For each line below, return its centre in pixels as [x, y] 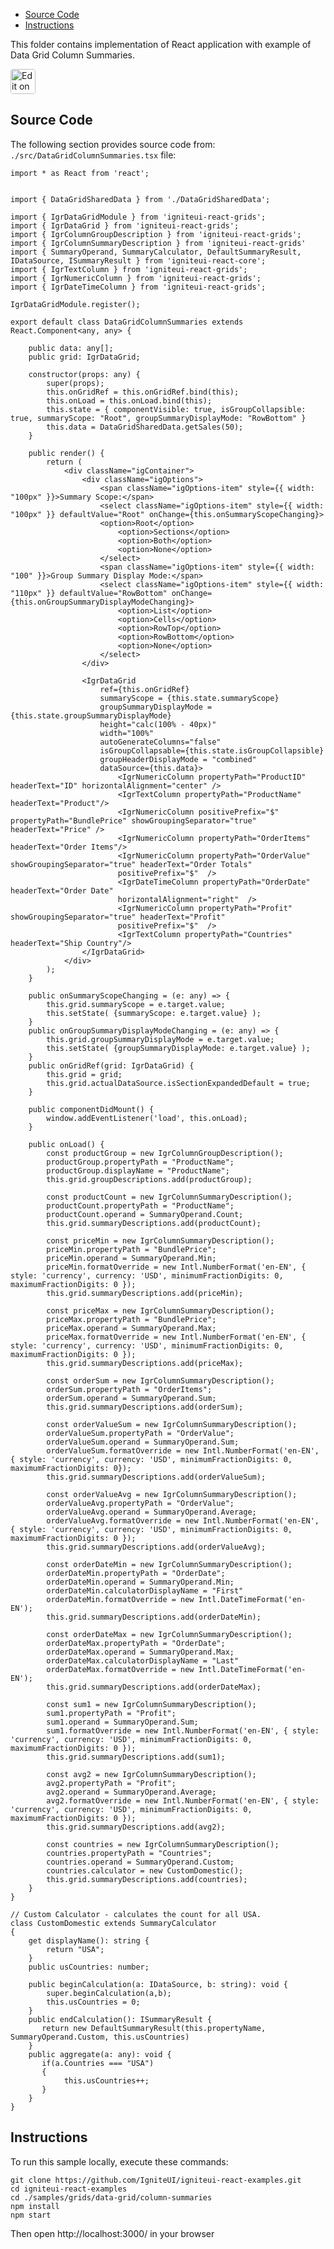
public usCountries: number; [89, 1967]
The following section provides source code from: [113, 144]
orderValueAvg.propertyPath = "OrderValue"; [140, 1503]
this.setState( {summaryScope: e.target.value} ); [154, 1013]
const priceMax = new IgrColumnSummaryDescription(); [160, 1310]
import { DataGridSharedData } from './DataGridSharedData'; [140, 199]
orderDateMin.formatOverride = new [120, 1599]
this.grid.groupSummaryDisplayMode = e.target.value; [160, 1039]
